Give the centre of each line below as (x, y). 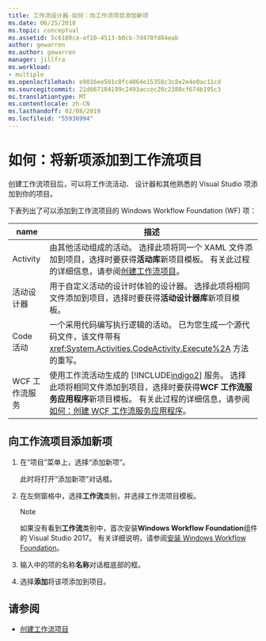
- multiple (26, 74)
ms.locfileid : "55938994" (51, 119)
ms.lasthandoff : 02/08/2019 (55, 112)
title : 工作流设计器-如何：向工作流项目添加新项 (78, 15)
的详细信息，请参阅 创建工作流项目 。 (117, 271)
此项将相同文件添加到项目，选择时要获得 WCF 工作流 (147, 387)
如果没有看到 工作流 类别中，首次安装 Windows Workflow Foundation (131, 528)
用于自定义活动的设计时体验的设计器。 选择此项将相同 (150, 286)
